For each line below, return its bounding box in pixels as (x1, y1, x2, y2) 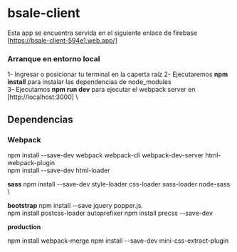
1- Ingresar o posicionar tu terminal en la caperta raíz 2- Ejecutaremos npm (7, 70, 228, 79)
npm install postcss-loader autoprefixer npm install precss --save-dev (7, 209, 214, 217)
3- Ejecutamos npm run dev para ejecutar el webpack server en (7, 85, 196, 94)
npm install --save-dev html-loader (7, 166, 110, 174)
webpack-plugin (7, 158, 56, 167)
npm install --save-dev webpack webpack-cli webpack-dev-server (7, 151, 204, 159)
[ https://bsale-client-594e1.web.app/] (7, 36, 117, 44)
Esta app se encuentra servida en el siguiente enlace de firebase (7, 28, 198, 37)
